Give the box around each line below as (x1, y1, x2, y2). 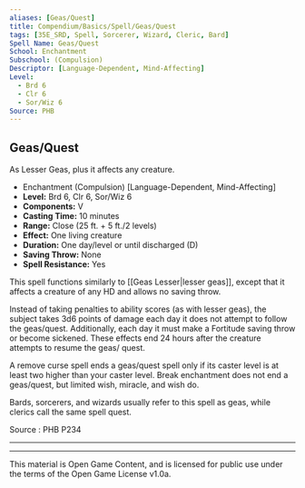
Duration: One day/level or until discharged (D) (22, 240, 199, 251)
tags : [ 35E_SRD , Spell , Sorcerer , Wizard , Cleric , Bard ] (9, 30, 230, 39)
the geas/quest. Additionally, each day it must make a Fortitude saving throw (9, 324, 296, 334)
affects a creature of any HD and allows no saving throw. (9, 286, 221, 297)
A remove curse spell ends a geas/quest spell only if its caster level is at (9, 360, 280, 371)
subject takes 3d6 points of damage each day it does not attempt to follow (9, 314, 288, 324)
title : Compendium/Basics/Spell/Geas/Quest (9, 22, 177, 31)
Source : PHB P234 (9, 424, 82, 435)
